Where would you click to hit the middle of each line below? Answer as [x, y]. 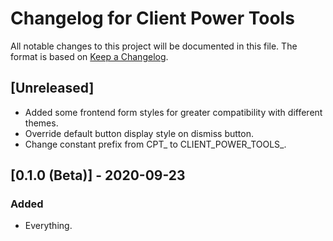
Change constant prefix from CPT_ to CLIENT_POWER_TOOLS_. [155, 144]
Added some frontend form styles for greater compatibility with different [173, 112]
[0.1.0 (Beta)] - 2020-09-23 [98, 175]
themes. [41, 123]
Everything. [48, 226]
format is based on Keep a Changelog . [89, 56]
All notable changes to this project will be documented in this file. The [154, 46]
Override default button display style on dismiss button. [139, 133]
